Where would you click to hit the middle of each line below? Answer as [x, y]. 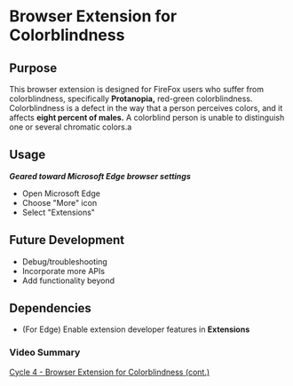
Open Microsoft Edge [61, 193]
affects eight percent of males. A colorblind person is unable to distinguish [147, 118]
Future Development [67, 240]
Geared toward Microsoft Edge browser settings [100, 176]
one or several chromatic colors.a [71, 127]
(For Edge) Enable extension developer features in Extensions [136, 329]
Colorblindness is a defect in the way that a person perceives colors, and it [146, 108]
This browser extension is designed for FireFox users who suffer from [137, 89]
